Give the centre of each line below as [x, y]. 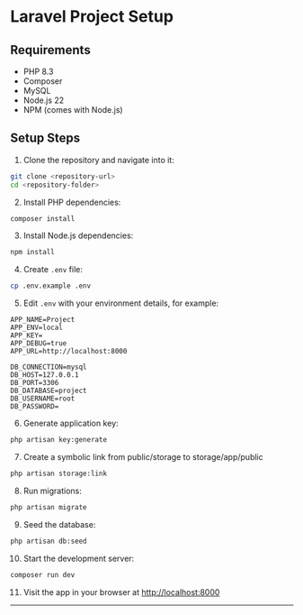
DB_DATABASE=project [49, 391]
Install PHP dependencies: [72, 202]
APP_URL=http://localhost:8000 [69, 352]
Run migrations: [52, 491]
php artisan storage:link [58, 474]
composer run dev [43, 574]
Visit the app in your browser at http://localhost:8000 [121, 592]
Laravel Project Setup [92, 17]
